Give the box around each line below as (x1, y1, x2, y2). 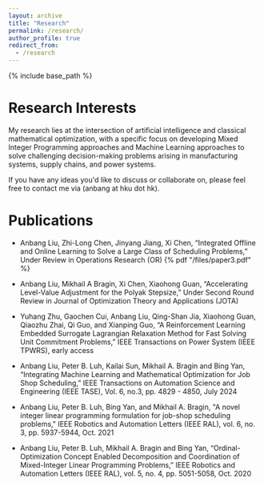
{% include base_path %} (8, 71, 93, 80)
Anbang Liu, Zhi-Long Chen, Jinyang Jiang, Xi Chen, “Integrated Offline (19, 238, 256, 247)
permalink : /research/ (8, 26, 84, 34)
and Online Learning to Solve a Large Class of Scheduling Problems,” (19, 246, 248, 256)
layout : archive (8, 11, 62, 20)
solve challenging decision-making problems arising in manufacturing (8, 151, 238, 160)
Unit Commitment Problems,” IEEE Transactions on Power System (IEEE (19, 337, 256, 347)
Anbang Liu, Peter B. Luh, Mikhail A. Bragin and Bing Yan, (19, 443, 210, 452)
